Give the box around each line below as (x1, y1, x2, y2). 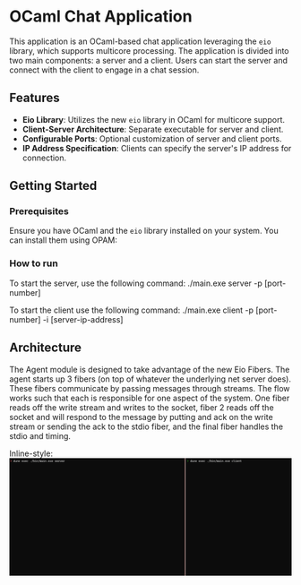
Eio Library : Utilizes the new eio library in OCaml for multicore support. (21, 114, 285, 125)
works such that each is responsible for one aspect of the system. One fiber (9, 392, 290, 403)
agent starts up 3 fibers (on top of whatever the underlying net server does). (9, 374, 292, 384)
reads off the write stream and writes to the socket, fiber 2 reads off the (9, 401, 275, 413)
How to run (9, 257, 58, 270)
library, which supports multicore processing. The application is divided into (9, 45, 289, 56)
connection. (21, 152, 67, 163)
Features (9, 90, 60, 106)
